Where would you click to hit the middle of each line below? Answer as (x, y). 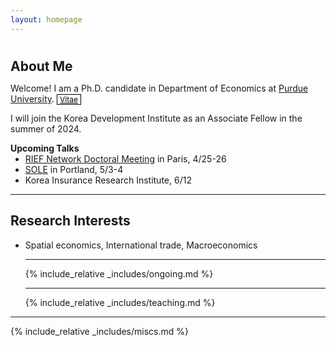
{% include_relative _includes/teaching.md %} (120, 302)
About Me (41, 66)
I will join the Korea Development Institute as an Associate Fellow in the (156, 118)
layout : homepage (46, 19)
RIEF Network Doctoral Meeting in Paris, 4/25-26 (125, 158)
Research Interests (70, 221)
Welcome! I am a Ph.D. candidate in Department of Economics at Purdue (159, 88)
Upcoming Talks (45, 148)
